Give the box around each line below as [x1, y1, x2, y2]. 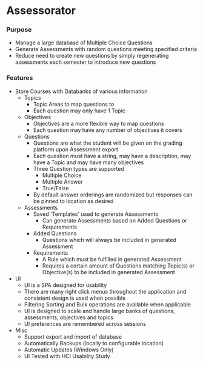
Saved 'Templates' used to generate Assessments [33, 210, 159, 218]
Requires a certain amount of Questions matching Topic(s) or [42, 262, 195, 269]
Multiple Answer [42, 178, 83, 185]
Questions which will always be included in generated [42, 236, 177, 243]
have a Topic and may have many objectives [33, 159, 144, 166]
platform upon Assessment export [33, 145, 118, 153]
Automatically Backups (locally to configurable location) [24, 339, 164, 347]
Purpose [6, 26, 32, 34]
